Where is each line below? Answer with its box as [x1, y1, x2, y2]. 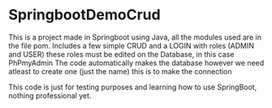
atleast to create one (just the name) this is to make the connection [8, 66, 233, 76]
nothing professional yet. [8, 90, 92, 100]
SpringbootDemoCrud [8, 6, 161, 24]
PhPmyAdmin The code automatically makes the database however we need [8, 58, 265, 68]
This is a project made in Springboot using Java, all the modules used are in [8, 32, 262, 42]
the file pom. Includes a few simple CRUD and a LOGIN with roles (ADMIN [8, 40, 254, 50]
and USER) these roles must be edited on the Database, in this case [8, 49, 235, 59]
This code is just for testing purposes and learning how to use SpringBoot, [8, 82, 257, 92]
